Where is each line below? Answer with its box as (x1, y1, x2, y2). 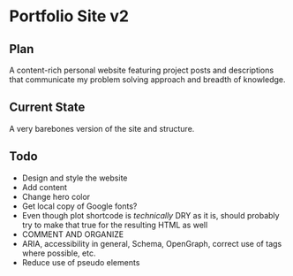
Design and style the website (21, 172, 128, 183)
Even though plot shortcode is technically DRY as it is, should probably (21, 210, 280, 220)
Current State (9, 100, 86, 115)
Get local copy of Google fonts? (21, 201, 138, 211)
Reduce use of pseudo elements (21, 257, 140, 267)
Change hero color (21, 191, 91, 202)
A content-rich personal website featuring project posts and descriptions (9, 65, 274, 75)
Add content (21, 181, 68, 192)
